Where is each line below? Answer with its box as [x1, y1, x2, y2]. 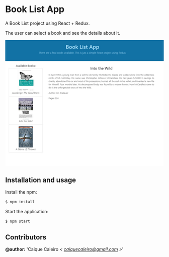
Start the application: [5, 209, 49, 215]
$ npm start [5, 219, 30, 224]
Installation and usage [5, 176, 76, 184]
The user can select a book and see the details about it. [5, 30, 121, 36]
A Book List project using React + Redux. [5, 20, 90, 26]
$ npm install [5, 200, 35, 205]
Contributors [5, 233, 47, 241]
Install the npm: [5, 189, 37, 195]
